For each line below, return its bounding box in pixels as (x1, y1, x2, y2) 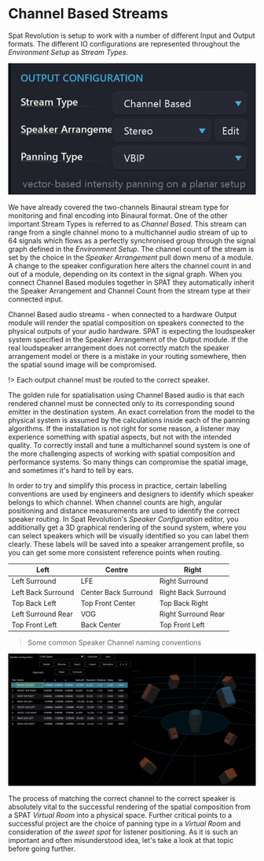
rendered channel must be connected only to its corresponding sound (8, 398, 235, 408)
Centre (104, 565, 129, 575)
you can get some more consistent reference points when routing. (8, 548, 222, 557)
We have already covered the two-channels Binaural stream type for (8, 202, 229, 212)
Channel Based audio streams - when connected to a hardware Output (8, 309, 237, 319)
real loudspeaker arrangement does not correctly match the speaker (8, 343, 229, 353)
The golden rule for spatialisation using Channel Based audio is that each (8, 390, 245, 400)
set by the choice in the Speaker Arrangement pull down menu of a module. (8, 253, 254, 262)
